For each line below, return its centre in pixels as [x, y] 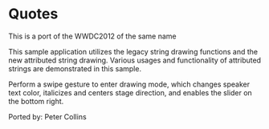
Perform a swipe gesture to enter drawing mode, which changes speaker [129, 84]
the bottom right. [36, 101]
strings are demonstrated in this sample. [75, 68]
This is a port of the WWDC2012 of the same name [92, 36]
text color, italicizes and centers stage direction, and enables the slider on [130, 92]
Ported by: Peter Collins [47, 116]
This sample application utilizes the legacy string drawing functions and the [133, 51]
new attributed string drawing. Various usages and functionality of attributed [135, 60]
